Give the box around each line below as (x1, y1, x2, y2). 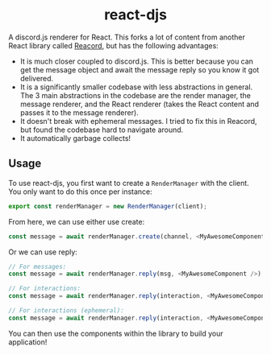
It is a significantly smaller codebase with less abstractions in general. (19, 82, 253, 92)
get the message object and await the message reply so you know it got (19, 64, 260, 74)
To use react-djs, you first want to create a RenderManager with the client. (8, 178, 250, 188)
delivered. (19, 73, 54, 83)
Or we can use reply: (8, 247, 78, 257)
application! (8, 336, 48, 347)
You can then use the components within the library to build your (8, 328, 223, 338)
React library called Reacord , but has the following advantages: (8, 40, 219, 50)
